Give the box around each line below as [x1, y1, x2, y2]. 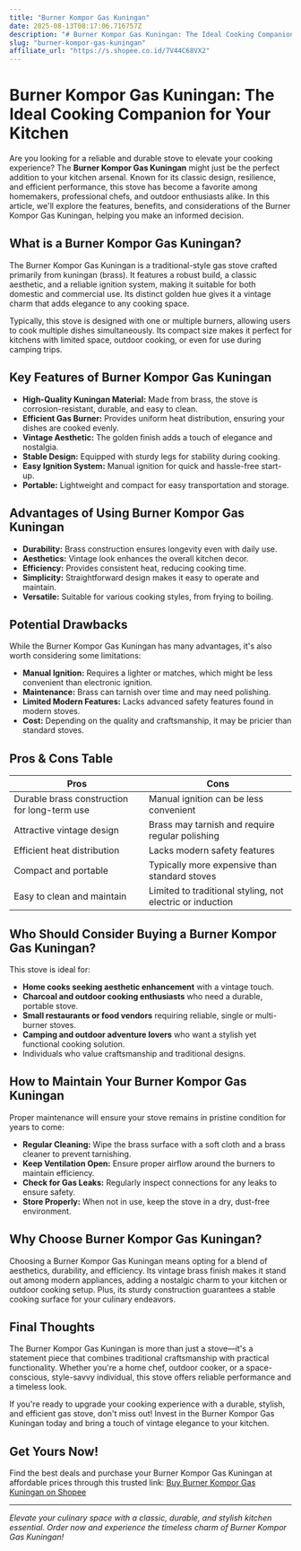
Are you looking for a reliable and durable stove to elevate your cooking [9, 153, 273, 164]
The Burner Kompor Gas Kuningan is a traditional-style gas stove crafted [9, 259, 278, 270]
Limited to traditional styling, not [149, 884, 284, 897]
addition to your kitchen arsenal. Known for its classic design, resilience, [9, 172, 276, 183]
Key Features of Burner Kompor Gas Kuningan [9, 370, 272, 386]
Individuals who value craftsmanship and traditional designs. [21, 1048, 246, 1059]
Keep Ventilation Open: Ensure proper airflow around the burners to [21, 1158, 276, 1169]
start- [261, 460, 282, 471]
